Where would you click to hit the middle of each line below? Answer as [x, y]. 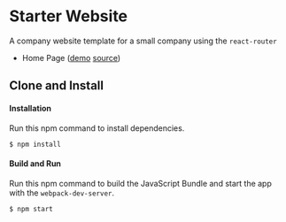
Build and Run [35, 164]
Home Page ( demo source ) [71, 57]
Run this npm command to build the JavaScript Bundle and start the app [141, 183]
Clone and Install [57, 86]
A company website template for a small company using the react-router [143, 41]
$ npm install [35, 144]
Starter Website [69, 16]
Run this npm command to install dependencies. [97, 128]
